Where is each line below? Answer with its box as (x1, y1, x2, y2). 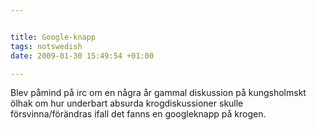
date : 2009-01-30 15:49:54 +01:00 (10, 51, 155, 61)
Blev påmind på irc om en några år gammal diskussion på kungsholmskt (10, 87, 307, 99)
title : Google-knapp (10, 32, 97, 42)
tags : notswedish (10, 41, 83, 51)
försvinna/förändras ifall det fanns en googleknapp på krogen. (10, 108, 267, 120)
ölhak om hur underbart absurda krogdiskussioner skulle (10, 97, 244, 110)
